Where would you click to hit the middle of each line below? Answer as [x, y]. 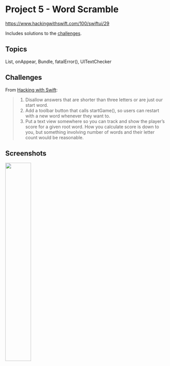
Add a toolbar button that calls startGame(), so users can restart [92, 110]
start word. [37, 105]
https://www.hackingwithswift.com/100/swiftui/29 [57, 23]
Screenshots [26, 153]
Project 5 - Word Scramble [62, 9]
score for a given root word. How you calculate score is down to [92, 127]
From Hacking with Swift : [31, 89]
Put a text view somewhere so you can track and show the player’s [95, 121]
